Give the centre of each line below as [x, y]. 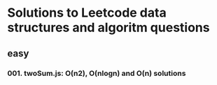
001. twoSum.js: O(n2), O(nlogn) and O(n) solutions [97, 73]
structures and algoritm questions [108, 28]
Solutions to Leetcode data [87, 13]
